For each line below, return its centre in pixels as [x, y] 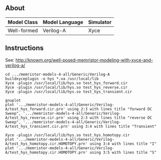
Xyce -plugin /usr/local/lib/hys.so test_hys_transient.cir [69, 92]
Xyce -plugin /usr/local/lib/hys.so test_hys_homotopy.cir [68, 135]
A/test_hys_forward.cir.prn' [35, 109]
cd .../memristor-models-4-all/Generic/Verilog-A [58, 74]
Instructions [24, 48]
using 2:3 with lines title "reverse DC [110, 118]
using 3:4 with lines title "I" [123, 144]
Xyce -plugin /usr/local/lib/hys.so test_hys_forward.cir [66, 83]
